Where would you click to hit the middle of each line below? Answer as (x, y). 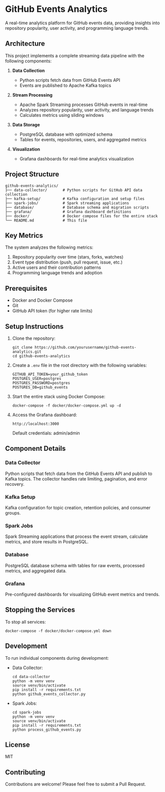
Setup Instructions (34, 326)
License (18, 745)
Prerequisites (26, 288)
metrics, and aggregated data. (36, 571)
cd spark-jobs (27, 712)
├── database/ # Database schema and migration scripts (77, 207)
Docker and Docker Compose (42, 300)
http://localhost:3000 (36, 424)
